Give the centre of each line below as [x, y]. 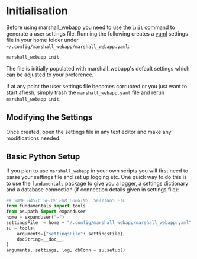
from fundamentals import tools [46, 206]
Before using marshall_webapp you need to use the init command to [91, 27]
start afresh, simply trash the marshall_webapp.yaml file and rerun [85, 92]
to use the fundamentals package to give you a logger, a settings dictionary [97, 183]
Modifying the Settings [49, 118]
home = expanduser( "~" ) [35, 218]
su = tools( [21, 228]
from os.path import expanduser [46, 212]
